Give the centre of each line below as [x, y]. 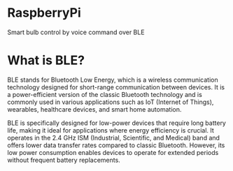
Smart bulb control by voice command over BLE [76, 32]
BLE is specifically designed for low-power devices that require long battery [116, 123]
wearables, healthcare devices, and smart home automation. [94, 109]
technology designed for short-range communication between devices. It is [116, 87]
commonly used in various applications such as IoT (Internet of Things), [111, 102]
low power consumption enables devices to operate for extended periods [113, 152]
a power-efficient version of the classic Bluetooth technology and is [105, 94]
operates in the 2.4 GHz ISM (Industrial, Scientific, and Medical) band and [114, 137]
